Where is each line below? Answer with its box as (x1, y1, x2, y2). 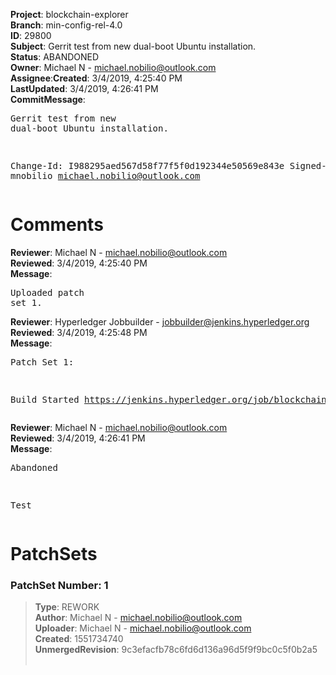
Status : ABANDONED (10, 51, 100, 63)
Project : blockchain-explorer (10, 9, 129, 20)
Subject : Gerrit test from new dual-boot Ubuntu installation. (10, 40, 257, 52)
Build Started (10, 394, 80, 405)
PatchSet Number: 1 (10, 579, 109, 593)
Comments (10, 214, 104, 236)
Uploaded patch (10, 287, 85, 298)
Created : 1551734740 (34, 633, 124, 645)
